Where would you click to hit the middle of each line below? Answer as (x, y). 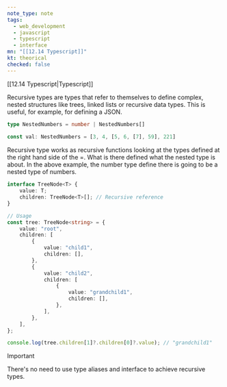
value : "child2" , (68, 273)
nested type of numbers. (42, 172)
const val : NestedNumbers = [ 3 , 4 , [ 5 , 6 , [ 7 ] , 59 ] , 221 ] (92, 137)
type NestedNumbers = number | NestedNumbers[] (76, 124)
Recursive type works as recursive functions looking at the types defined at (113, 150)
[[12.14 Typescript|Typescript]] (50, 84)
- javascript (32, 33)
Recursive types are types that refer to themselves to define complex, (105, 97)
